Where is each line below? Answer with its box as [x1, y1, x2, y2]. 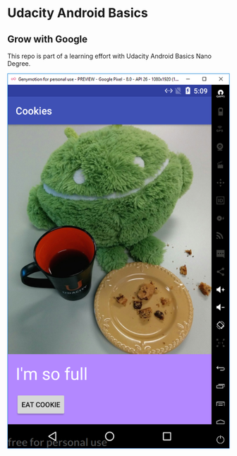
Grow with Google [7, 33, 88, 45]
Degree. [7, 59, 31, 68]
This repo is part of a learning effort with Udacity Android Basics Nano [7, 52, 212, 60]
